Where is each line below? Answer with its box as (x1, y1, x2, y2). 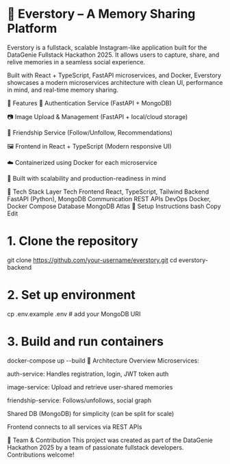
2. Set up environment (7, 287, 136, 303)
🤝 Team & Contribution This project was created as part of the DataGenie (7, 436, 214, 444)
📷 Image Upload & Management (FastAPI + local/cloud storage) (7, 112, 188, 120)
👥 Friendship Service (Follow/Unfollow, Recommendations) (7, 128, 173, 136)
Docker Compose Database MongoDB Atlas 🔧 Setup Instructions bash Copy (7, 202, 221, 210)
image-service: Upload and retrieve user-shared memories (7, 383, 173, 391)
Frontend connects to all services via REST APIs (7, 422, 142, 430)
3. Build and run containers (7, 334, 164, 349)
